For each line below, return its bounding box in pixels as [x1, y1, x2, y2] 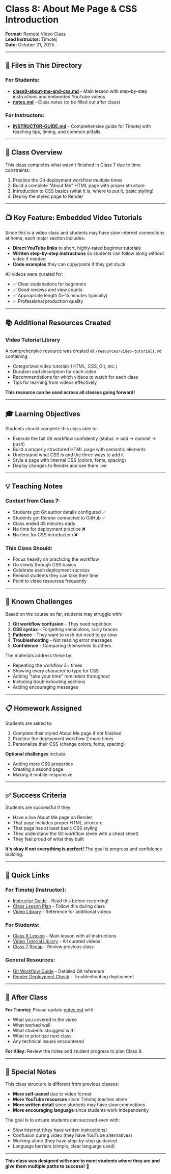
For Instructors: [5, 112, 45, 119]
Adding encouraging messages [12, 684, 78, 690]
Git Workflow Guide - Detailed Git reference [12, 968, 104, 974]
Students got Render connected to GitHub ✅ [12, 514, 106, 520]
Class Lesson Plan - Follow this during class [12, 903, 105, 909]
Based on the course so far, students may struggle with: [5, 611, 123, 617]
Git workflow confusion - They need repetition [12, 620, 112, 627]
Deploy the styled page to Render [12, 193, 83, 199]
